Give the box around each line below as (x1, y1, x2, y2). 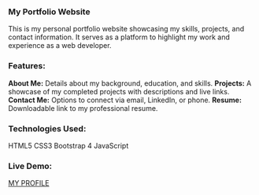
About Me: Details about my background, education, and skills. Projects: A (8, 78, 252, 88)
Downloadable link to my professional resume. (8, 103, 158, 112)
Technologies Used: (8, 123, 87, 134)
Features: (8, 61, 46, 72)
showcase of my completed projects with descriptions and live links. (8, 86, 230, 96)
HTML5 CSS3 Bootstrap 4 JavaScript (8, 141, 129, 150)
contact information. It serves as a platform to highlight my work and (8, 32, 231, 42)
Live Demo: (8, 160, 53, 171)
